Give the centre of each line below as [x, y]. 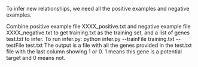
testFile [15, 45]
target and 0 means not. [36, 58]
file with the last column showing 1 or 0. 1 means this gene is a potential [94, 52]
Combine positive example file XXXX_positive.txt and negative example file [98, 26]
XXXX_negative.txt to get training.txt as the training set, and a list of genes [98, 33]
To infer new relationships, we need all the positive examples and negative [98, 9]
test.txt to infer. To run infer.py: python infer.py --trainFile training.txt [90, 39]
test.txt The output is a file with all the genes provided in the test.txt [109, 45]
